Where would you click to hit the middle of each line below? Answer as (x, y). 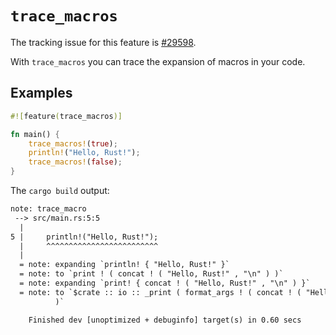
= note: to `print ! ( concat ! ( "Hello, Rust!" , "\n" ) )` (151, 274)
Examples (41, 93)
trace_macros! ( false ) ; (75, 162)
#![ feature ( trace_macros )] (66, 116)
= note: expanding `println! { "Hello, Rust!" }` (124, 265)
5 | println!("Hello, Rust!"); (84, 237)
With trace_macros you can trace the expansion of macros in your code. (158, 61)
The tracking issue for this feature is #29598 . (103, 42)
